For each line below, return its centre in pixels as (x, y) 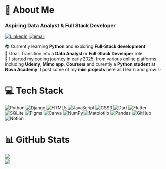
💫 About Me (30, 10)
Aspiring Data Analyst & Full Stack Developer (60, 26)
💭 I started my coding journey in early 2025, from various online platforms (81, 59)
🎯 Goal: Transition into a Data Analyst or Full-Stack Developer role (74, 54)
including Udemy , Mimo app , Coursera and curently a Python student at (80, 64)
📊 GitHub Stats (38, 139)
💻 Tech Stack (34, 91)
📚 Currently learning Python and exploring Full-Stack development (75, 46)
